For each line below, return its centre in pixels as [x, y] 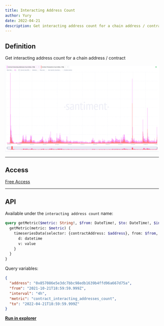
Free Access [18, 182]
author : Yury [18, 15]
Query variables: [22, 268]
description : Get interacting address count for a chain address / [75, 26]
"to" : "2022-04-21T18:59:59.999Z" [44, 304]
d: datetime [30, 239]
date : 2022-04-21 [23, 21]
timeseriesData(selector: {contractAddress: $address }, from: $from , [86, 233]
